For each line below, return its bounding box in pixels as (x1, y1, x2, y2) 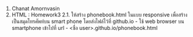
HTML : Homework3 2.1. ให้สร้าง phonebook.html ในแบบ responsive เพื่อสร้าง (11, 11, 188, 18)
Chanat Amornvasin (11, 5, 60, 12)
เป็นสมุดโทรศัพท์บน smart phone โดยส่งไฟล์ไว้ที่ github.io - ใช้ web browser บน (11, 18, 184, 25)
